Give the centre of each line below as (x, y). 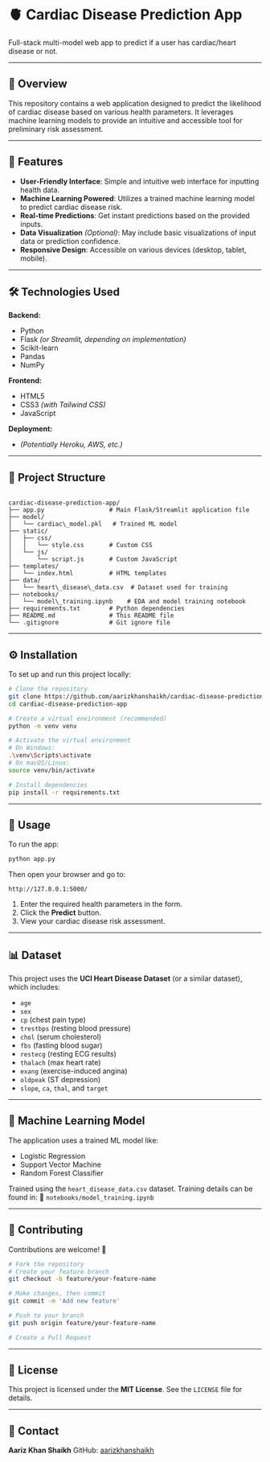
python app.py (32, 859)
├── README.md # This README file (91, 616)
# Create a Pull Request (50, 1337)
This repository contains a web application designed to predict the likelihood (135, 103)
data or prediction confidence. (70, 241)
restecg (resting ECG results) (68, 1054)
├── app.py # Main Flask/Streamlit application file (129, 510)
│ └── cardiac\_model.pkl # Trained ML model (93, 524)
